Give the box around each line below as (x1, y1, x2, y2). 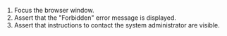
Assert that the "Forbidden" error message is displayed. (13, 13, 176, 22)
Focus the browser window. (13, 6, 94, 14)
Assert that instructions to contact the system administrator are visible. (13, 21, 220, 29)
